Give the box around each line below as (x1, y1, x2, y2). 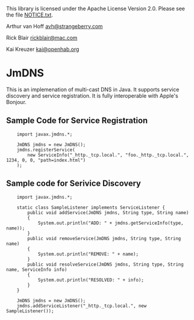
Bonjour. (6, 98, 27, 105)
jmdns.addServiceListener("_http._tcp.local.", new (17, 303, 147, 309)
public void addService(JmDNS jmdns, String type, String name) (27, 209, 189, 215)
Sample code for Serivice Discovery (6, 179, 141, 189)
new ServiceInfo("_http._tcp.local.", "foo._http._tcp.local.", (27, 152, 189, 158)
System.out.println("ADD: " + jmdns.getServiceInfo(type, (37, 220, 184, 226)
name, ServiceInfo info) (6, 266, 67, 273)
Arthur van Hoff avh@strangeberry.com (6, 23, 104, 30)
